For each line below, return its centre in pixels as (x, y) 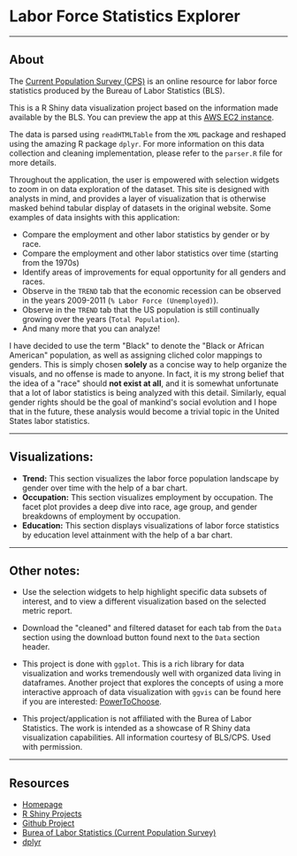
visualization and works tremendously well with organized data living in (151, 674)
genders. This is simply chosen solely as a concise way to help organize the (148, 364)
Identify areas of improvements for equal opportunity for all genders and (154, 272)
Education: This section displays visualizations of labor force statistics (151, 525)
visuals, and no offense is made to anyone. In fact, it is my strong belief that (147, 374)
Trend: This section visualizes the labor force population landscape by (150, 478)
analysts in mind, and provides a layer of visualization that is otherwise (138, 198)
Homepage (42, 805)
